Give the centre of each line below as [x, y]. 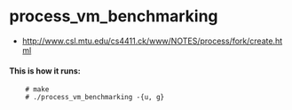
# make [37, 90]
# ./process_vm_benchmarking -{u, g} [95, 98]
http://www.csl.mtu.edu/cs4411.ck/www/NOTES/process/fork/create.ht [152, 41]
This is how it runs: [45, 71]
